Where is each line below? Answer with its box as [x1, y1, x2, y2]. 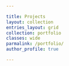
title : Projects [6, 13, 46, 19]
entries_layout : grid [6, 25, 59, 30]
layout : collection [6, 19, 54, 25]
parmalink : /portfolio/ [6, 41, 64, 47]
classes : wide [6, 36, 41, 41]
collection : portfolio [6, 30, 61, 36]
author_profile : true [6, 46, 59, 53]
